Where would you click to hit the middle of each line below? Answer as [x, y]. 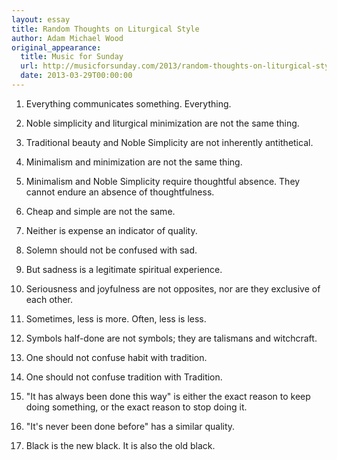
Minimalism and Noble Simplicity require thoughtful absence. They [163, 181]
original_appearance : [56, 47]
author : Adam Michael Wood [67, 38]
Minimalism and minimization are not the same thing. [134, 162]
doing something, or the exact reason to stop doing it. [136, 407]
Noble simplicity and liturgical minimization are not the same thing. [162, 123]
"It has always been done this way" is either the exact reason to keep [168, 396]
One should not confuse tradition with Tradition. [124, 377]
